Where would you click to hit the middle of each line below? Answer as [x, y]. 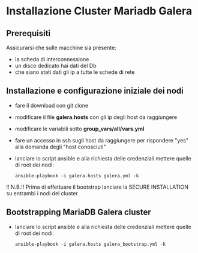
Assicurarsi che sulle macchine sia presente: [61, 47]
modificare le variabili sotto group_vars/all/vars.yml [79, 129]
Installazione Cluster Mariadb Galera [99, 11]
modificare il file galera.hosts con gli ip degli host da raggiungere [96, 117]
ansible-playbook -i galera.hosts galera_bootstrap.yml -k [90, 244]
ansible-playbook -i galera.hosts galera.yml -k [77, 175]
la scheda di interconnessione [52, 59]
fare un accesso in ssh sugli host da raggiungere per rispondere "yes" [102, 140]
